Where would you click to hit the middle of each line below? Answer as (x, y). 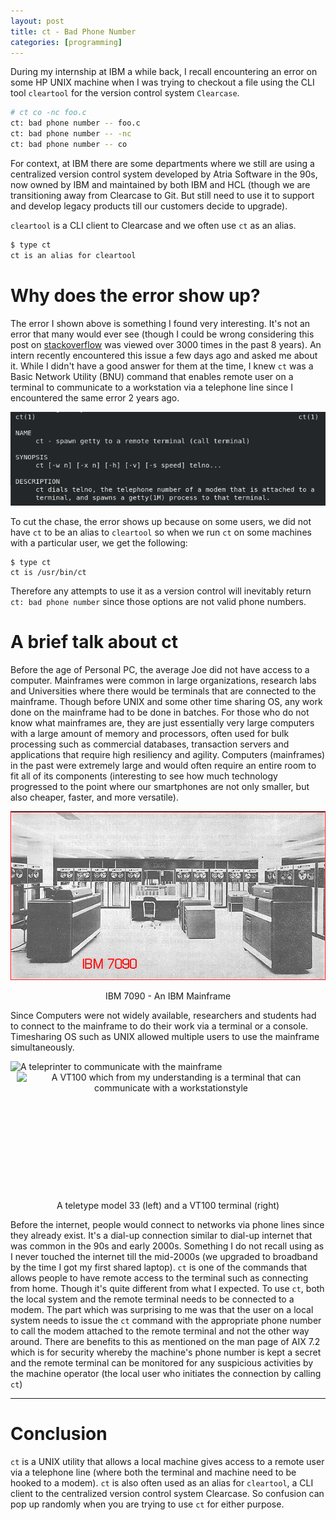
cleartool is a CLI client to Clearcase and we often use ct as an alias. (153, 225)
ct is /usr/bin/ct (48, 572)
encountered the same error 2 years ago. (95, 397)
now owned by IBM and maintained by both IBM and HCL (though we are (160, 184)
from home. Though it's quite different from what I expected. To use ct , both (167, 1289)
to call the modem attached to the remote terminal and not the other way (160, 1331)
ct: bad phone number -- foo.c (75, 123)
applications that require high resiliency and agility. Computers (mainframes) (168, 754)
